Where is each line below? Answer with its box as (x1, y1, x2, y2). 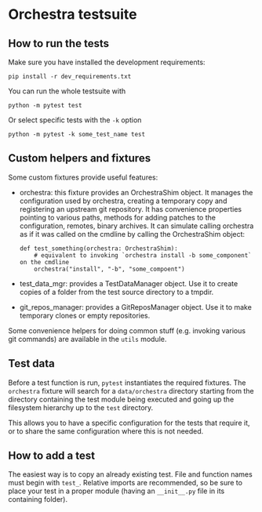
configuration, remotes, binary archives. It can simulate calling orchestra (19, 221, 254, 231)
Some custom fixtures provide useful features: (8, 172, 158, 182)
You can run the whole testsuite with (8, 86, 126, 96)
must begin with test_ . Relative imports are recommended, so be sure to (8, 478, 243, 488)
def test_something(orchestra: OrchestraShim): (19, 245, 178, 252)
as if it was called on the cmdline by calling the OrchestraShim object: (19, 229, 246, 238)
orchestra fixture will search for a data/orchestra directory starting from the (8, 386, 254, 395)
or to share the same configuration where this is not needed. (8, 426, 204, 436)
